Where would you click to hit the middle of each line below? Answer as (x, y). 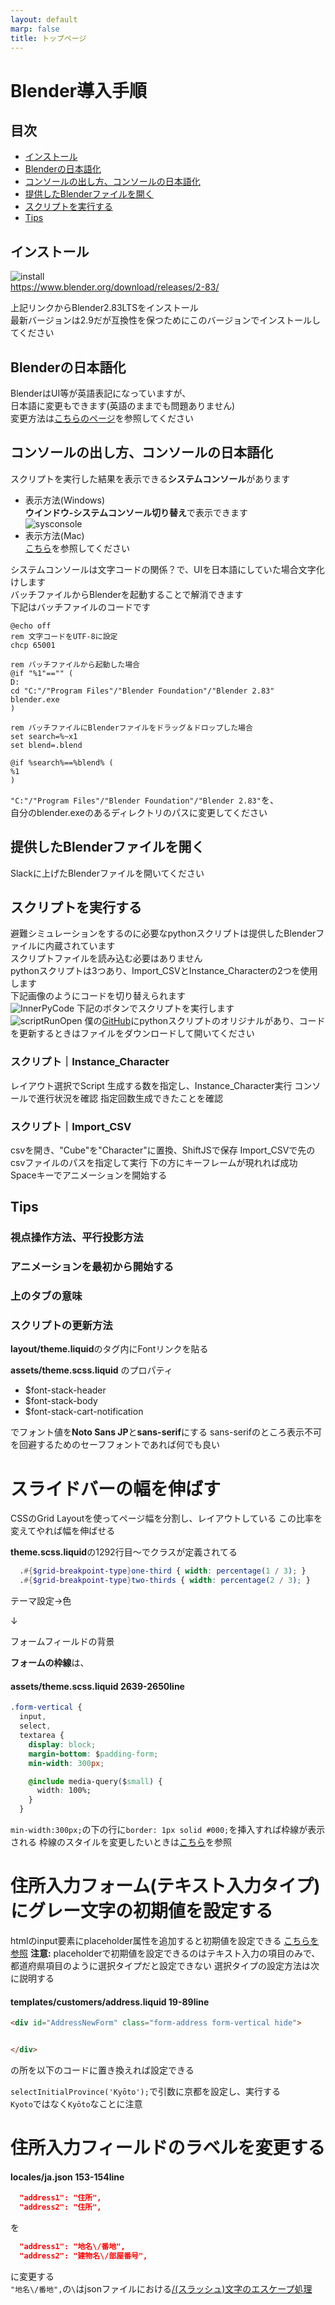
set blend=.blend (46, 745)
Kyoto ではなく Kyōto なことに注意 (76, 2103)
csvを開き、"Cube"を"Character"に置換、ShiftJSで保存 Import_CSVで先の (163, 1150)
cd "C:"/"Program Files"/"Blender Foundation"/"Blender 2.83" (142, 691)
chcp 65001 (33, 645)
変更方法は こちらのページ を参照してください (102, 418)
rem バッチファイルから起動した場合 (75, 664)
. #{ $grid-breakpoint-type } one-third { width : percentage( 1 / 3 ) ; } (163, 1571)
